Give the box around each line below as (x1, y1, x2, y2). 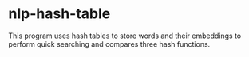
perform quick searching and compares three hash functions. (8, 39, 211, 48)
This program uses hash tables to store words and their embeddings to (8, 31, 242, 40)
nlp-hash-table (8, 5, 111, 23)
